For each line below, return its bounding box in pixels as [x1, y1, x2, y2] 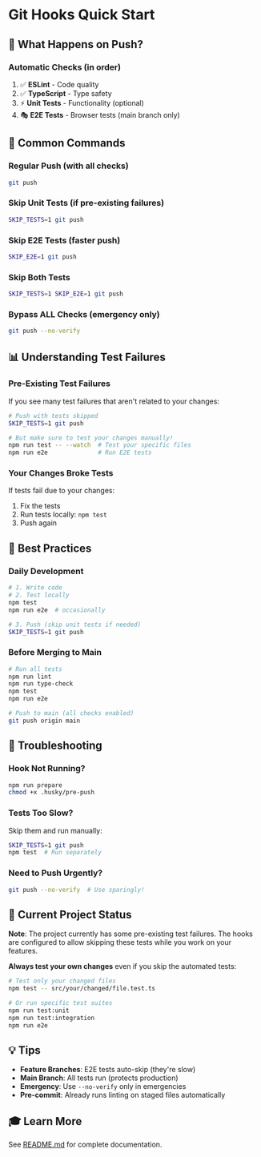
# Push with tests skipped [8, 412, 98, 420]
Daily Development [8, 565, 84, 576]
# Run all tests [8, 665, 62, 673]
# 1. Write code [8, 584, 62, 592]
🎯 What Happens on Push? [8, 38, 144, 51]
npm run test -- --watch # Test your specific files [8, 441, 192, 449]
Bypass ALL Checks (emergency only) [8, 308, 160, 319]
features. [8, 946, 38, 956]
